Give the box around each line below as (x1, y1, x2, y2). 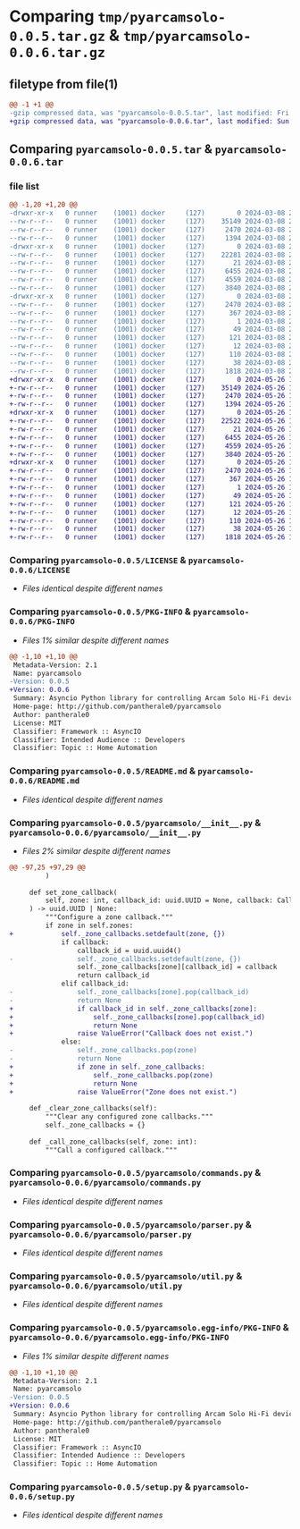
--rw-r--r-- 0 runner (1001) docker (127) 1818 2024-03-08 (9, 367, 286, 376)
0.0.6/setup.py (9, 1491, 76, 1502)
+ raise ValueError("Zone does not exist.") (9, 1087, 238, 1096)
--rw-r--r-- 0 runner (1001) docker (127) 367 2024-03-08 (9, 308, 286, 317)
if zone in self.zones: (45, 921, 134, 930)
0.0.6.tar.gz (9, 45, 105, 62)
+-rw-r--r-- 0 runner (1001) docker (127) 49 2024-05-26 (9, 491, 286, 500)
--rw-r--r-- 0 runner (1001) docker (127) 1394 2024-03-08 (9, 233, 286, 242)
